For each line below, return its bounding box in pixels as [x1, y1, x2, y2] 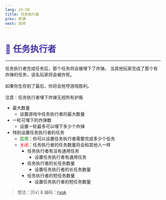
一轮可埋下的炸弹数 [12, 117, 52, 123]
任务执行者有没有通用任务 [27, 148, 80, 154]
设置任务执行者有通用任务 [34, 154, 87, 160]
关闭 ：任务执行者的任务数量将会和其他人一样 [19, 142, 111, 148]
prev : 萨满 [5, 16, 26, 21]
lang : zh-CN [5, 7, 30, 12]
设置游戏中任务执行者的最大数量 [19, 111, 85, 117]
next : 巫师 [5, 21, 26, 26]
